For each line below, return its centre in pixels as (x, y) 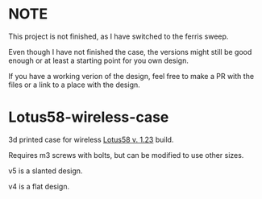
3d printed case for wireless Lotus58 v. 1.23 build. (91, 139)
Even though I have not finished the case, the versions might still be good (130, 52)
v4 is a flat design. (39, 186)
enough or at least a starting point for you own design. (99, 60)
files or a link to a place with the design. (75, 85)
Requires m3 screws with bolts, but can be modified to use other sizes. (126, 155)
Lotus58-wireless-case (89, 117)
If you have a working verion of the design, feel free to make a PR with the (131, 76)
